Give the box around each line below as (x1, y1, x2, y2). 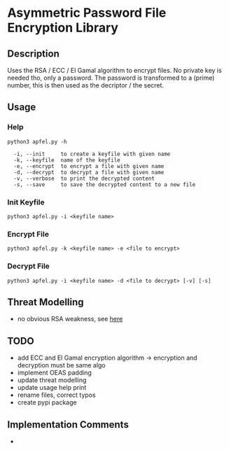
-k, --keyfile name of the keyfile (13, 156, 120, 164)
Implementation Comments (7, 419, 130, 430)
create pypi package (17, 398, 77, 407)
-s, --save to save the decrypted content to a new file (13, 181, 196, 188)
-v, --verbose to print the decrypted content (13, 175, 155, 182)
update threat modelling (17, 376, 87, 384)
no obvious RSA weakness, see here (17, 315, 123, 323)
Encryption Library (7, 20, 119, 36)
